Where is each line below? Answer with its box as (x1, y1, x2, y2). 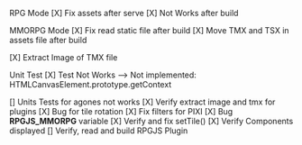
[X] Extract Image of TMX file (9, 52, 118, 62)
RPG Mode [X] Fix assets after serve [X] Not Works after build (9, 8, 239, 18)
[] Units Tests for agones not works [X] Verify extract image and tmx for (9, 96, 276, 107)
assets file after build (9, 35, 87, 45)
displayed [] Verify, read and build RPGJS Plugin (9, 125, 188, 136)
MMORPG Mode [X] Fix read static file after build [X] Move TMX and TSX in (9, 25, 290, 35)
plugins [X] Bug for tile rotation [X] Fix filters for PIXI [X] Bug (9, 106, 233, 116)
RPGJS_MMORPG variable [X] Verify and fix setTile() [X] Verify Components (9, 116, 294, 126)
